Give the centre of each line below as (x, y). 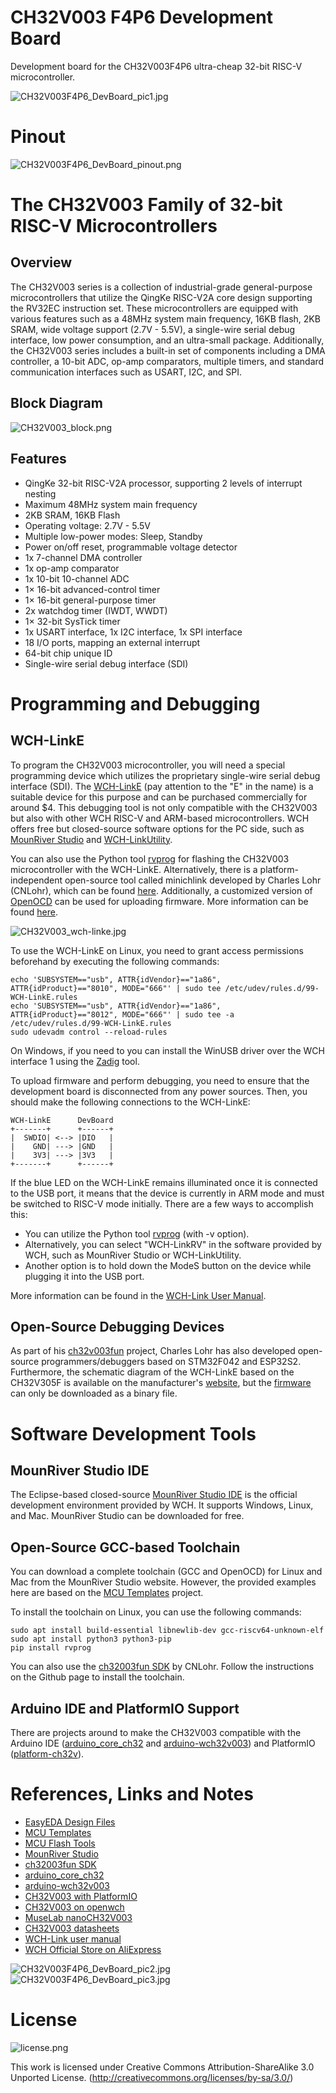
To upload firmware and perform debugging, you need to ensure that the (160, 1080)
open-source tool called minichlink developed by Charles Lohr (193, 880)
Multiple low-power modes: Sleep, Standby (113, 536)
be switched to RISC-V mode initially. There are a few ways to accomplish (162, 1203)
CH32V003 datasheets (72, 1928)
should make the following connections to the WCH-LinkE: (130, 1102)
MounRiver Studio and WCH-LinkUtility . (91, 839)
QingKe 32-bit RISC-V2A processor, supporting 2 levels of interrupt (163, 483)
